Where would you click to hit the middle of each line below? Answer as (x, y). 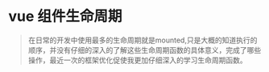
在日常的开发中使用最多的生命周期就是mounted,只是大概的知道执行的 (143, 40)
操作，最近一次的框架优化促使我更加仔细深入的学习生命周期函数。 (137, 60)
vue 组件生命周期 (65, 16)
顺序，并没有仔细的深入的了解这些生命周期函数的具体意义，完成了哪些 (145, 50)
